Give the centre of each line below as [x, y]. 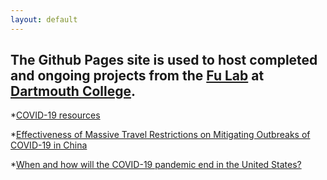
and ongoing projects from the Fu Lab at [137, 76]
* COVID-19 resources [55, 115]
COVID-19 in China [49, 145]
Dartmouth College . [73, 91]
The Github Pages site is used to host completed [164, 60]
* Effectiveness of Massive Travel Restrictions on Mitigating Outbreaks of [160, 135]
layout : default [44, 19]
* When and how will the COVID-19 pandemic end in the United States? [156, 165]
